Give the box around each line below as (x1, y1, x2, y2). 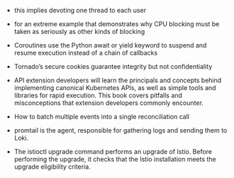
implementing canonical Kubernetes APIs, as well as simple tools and (13, 84, 216, 91)
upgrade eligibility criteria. (13, 162, 91, 171)
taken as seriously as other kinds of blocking (13, 28, 145, 35)
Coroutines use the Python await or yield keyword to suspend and (13, 41, 207, 49)
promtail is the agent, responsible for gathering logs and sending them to (13, 126, 228, 134)
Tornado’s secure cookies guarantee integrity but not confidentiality (13, 62, 213, 70)
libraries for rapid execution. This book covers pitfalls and (13, 91, 183, 99)
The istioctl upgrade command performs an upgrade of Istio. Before (13, 148, 213, 155)
